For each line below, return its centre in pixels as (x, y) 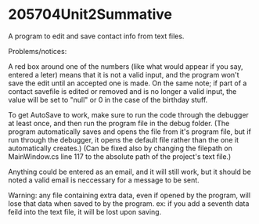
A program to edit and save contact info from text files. (96, 36)
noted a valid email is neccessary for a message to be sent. (104, 180)
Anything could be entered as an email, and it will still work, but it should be (130, 172)
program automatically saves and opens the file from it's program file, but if (130, 132)
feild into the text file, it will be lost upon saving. (85, 211)
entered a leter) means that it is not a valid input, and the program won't (124, 74)
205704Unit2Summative (90, 14)
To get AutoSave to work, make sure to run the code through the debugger (128, 114)
